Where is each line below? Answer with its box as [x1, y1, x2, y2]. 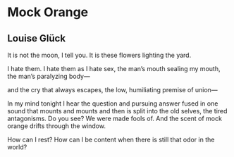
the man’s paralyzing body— [7, 72, 90, 80]
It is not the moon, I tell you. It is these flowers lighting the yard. [7, 51, 192, 59]
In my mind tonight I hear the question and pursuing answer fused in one [7, 99, 218, 108]
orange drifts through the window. [7, 122, 106, 130]
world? [7, 143, 27, 151]
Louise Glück [7, 32, 66, 44]
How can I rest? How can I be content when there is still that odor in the [7, 135, 215, 144]
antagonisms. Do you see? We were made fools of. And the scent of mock [7, 114, 222, 123]
